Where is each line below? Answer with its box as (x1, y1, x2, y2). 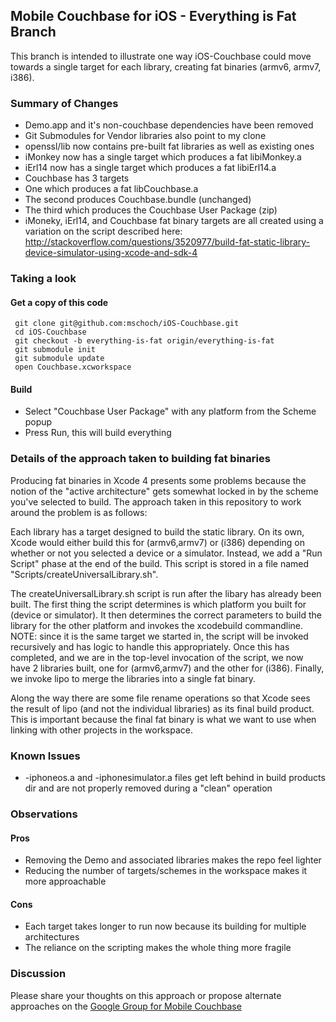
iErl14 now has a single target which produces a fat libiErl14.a (24, 162, 277, 174)
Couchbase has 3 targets (24, 172, 130, 184)
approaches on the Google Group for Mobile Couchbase (10, 1000, 242, 1012)
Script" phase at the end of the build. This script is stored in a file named (10, 557, 310, 569)
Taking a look (10, 272, 77, 286)
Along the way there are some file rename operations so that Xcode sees (10, 692, 311, 704)
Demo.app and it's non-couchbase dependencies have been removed (24, 119, 314, 131)
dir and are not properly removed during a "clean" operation (24, 782, 273, 794)
